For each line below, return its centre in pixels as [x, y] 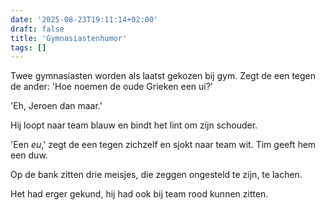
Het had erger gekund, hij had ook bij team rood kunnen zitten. [139, 194]
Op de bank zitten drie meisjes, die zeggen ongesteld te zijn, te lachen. [156, 175]
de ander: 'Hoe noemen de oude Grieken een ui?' [112, 87]
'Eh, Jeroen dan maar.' [56, 106]
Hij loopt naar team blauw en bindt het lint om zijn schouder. [134, 125]
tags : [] [28, 47]
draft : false [37, 29]
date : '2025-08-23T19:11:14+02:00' [84, 19]
